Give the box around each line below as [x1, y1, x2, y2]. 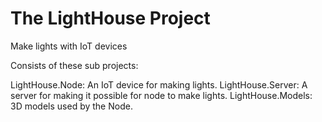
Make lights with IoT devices [10, 40, 128, 52]
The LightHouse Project [10, 7, 211, 30]
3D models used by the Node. [10, 100, 133, 112]
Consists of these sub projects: [10, 59, 139, 71]
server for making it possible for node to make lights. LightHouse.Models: [10, 89, 313, 101]
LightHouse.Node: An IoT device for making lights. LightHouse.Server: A [10, 78, 308, 91]
